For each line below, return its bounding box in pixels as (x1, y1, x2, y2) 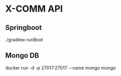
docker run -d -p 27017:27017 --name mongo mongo (5, 64, 116, 71)
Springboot (5, 23, 42, 32)
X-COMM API (5, 3, 63, 15)
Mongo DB (5, 51, 39, 60)
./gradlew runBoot (5, 36, 43, 43)
